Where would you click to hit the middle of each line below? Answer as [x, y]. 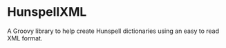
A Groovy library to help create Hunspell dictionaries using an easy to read [113, 31]
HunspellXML [47, 12]
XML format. [25, 38]
